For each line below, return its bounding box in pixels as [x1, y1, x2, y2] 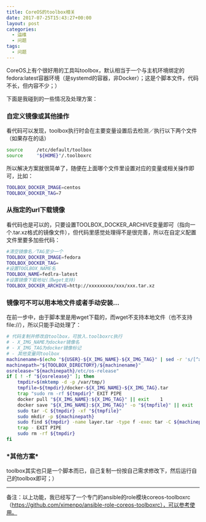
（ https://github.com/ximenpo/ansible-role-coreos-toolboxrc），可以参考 [6, 501, 190, 508]
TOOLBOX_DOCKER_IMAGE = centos [6, 184, 81, 190]
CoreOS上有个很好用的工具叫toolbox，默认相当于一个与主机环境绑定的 [6, 66, 185, 74]
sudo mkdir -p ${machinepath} [17, 413, 95, 419]
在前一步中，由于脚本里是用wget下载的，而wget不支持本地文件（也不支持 [6, 314, 193, 321]
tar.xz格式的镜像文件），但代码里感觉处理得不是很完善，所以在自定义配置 [13, 228, 197, 236]
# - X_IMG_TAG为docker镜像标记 [6, 345, 82, 351]
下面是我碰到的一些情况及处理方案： [6, 95, 98, 102]
